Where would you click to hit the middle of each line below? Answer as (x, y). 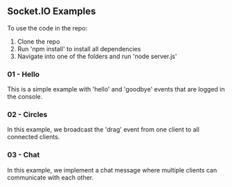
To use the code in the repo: (47, 28)
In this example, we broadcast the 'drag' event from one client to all (103, 130)
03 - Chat (24, 155)
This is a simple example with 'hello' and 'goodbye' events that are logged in (116, 89)
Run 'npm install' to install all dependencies (79, 48)
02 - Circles (27, 115)
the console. (25, 97)
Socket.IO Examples (52, 11)
